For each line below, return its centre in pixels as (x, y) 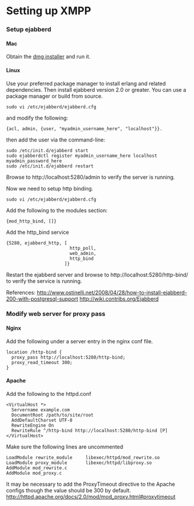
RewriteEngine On (33, 425)
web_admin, (83, 253)
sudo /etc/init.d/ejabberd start (47, 150)
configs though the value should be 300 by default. (69, 490)
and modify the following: (37, 118)
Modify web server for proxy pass (56, 314)
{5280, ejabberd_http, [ (37, 243)
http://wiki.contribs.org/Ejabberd (119, 299)
